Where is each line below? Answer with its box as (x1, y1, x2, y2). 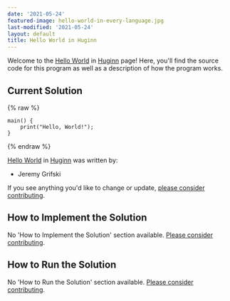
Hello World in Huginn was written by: (7, 156, 118, 164)
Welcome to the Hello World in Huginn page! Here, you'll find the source (7, 56, 219, 65)
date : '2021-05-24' (7, 10, 66, 18)
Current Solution (7, 85, 83, 97)
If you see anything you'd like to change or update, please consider (7, 183, 205, 192)
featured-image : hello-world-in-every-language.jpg (7, 17, 164, 24)
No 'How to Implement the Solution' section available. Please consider (7, 231, 214, 239)
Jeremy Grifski (17, 169, 61, 178)
